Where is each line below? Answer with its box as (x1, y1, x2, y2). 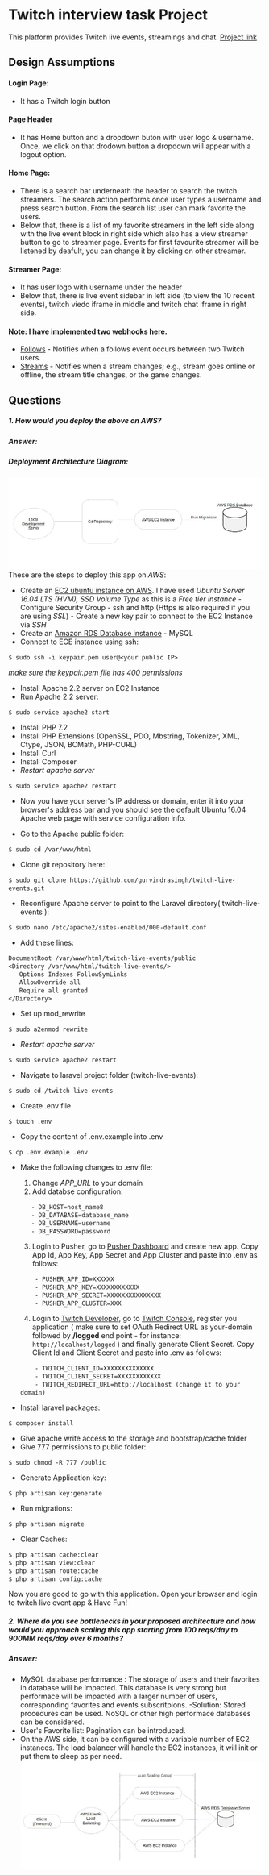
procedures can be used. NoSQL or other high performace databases (19, 1708, 251, 1718)
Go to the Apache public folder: (19, 829, 125, 839)
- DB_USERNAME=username (31, 1220, 111, 1228)
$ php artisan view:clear (8, 1559, 95, 1567)
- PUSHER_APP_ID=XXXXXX (35, 1275, 114, 1283)
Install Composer (19, 757, 77, 767)
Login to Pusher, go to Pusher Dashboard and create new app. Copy (31, 1241, 259, 1251)
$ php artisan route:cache (8, 1567, 99, 1575)
